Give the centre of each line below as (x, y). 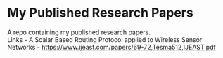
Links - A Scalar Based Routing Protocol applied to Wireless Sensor (105, 39)
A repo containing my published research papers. (79, 32)
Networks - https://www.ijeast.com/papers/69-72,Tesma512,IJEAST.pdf (111, 47)
